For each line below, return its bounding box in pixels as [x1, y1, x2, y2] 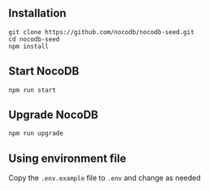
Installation [8, 7, 67, 20]
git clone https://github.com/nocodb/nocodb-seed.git [8, 28, 195, 36]
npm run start [8, 85, 57, 94]
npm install [8, 42, 49, 50]
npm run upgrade [8, 129, 63, 137]
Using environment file [8, 151, 127, 165]
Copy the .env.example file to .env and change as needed [8, 173, 201, 183]
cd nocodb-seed [8, 35, 60, 43]
